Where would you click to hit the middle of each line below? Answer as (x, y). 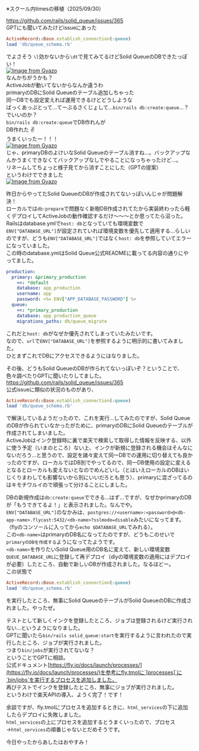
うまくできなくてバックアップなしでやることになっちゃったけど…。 (99, 160)
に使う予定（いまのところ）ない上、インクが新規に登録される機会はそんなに (99, 448)
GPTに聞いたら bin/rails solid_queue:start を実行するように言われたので (97, 635)
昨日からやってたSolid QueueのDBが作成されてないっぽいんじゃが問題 (92, 193)
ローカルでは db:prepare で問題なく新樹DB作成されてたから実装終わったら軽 (98, 208)
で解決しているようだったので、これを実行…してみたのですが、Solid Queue (98, 418)
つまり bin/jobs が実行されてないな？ (50, 650)
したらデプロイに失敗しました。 (45, 715)
